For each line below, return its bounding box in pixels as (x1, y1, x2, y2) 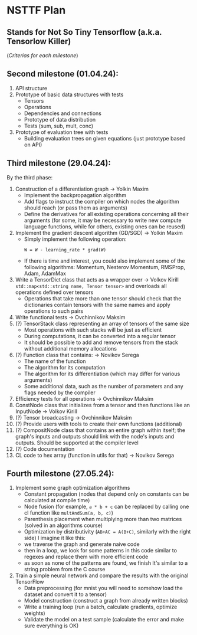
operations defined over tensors (15, 289, 94, 296)
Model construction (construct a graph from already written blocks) (24, 597, 188, 604)
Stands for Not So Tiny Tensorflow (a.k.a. (6, 27, 162, 37)
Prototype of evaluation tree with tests (15, 128, 109, 136)
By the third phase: (6, 174, 53, 181)
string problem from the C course (24, 566, 106, 573)
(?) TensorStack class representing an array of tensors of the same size (15, 320, 189, 327)
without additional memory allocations (24, 345, 117, 352)
